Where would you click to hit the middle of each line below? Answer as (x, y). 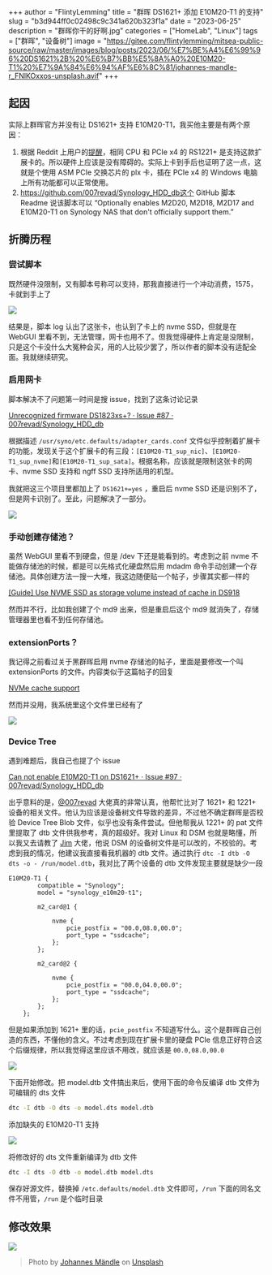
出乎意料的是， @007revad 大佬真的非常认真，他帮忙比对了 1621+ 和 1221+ (132, 802)
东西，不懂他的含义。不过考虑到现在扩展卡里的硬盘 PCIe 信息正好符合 (138, 1039)
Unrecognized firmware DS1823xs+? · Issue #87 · (91, 415)
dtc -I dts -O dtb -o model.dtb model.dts (81, 1172)
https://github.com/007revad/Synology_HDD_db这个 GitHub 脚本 (128, 192)
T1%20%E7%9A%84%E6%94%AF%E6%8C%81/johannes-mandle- (123, 67)
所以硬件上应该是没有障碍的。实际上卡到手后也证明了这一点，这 (155, 162)
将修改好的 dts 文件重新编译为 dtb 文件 (73, 1156)
